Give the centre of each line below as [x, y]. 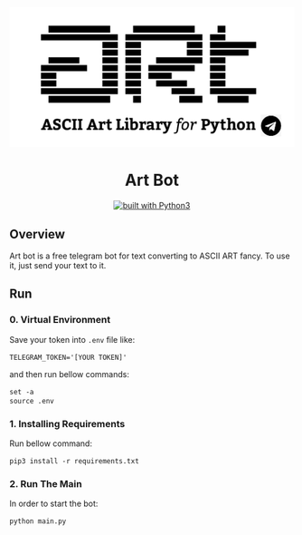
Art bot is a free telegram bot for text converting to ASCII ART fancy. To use [150, 256]
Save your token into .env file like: [72, 339]
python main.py [38, 521]
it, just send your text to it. [58, 265]
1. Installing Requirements [67, 423]
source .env [32, 401]
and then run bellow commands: [69, 374]
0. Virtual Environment [60, 320]
